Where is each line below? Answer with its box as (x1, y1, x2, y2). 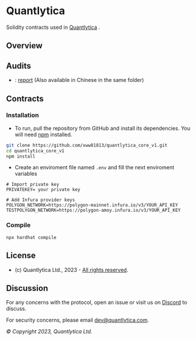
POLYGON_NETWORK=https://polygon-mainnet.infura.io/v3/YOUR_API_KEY (6, 202, 178, 208)
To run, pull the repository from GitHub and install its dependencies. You (14, 124, 191, 132)
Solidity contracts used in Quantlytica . (6, 24, 100, 31)
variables (14, 170, 37, 178)
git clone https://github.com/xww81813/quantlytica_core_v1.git (6, 142, 168, 148)
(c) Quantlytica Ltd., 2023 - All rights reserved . (14, 266, 129, 273)
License (6, 251, 36, 261)
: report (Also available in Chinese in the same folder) (14, 77, 145, 84)
